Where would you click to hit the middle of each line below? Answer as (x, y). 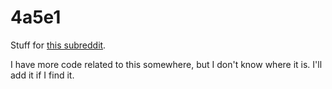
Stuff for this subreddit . (58, 45)
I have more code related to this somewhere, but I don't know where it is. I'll (166, 64)
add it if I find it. (42, 75)
